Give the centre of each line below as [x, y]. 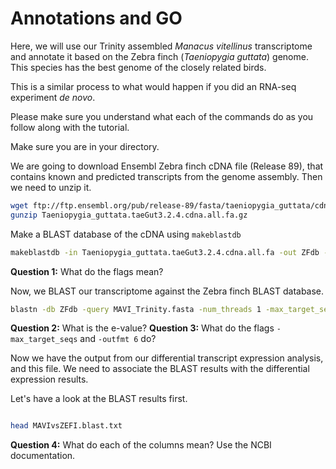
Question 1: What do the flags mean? [87, 271]
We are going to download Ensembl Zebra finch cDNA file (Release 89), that [167, 166]
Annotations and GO [96, 18]
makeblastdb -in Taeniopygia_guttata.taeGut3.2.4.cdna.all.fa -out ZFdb [165, 252]
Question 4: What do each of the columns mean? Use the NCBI [141, 445]
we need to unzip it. [51, 187]
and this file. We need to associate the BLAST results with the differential [160, 369]
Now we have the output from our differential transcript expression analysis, [167, 358]
